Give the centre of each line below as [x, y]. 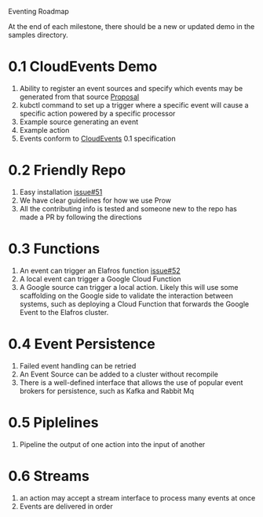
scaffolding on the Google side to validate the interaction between [126, 295]
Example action [44, 130]
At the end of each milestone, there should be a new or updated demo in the [131, 26]
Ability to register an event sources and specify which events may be [131, 88]
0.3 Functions [54, 249]
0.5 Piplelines [53, 422]
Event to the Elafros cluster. [64, 312]
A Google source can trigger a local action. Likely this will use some [129, 287]
